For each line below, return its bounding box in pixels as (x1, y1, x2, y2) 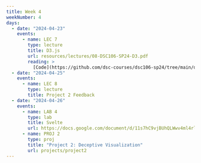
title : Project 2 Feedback (28, 92, 95, 98)
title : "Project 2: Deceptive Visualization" (28, 142, 144, 148)
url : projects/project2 (28, 147, 87, 153)
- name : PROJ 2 (22, 131, 60, 137)
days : (6, 20, 20, 26)
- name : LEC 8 (22, 81, 58, 87)
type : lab (28, 114, 52, 120)
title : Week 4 (6, 8, 42, 15)
